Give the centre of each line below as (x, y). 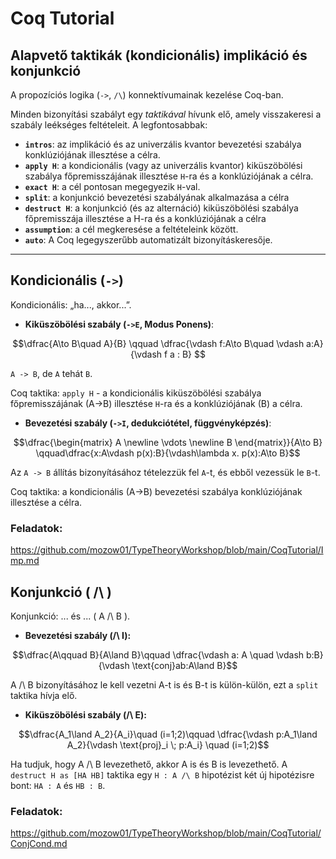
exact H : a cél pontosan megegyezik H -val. (112, 186)
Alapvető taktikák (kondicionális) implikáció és (159, 55)
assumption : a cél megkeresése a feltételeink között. (131, 229)
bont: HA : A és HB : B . (58, 785)
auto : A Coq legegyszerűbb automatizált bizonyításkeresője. (148, 240)
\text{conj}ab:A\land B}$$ (184, 665)
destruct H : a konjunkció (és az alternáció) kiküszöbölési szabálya (161, 208)
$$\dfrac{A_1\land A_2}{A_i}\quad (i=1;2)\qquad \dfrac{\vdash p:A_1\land (168, 734)
